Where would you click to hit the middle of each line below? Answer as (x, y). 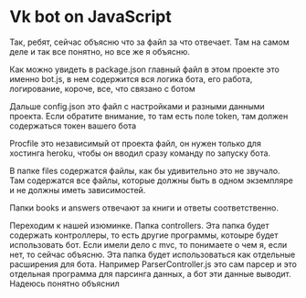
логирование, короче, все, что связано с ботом (103, 88)
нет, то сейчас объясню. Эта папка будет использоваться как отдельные (153, 254)
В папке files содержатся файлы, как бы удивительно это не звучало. (145, 170)
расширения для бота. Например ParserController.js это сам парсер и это (153, 264)
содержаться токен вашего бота (73, 126)
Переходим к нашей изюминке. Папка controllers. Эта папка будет (139, 225)
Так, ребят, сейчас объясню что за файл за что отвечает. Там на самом (149, 42)
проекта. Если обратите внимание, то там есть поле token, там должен (149, 116)
